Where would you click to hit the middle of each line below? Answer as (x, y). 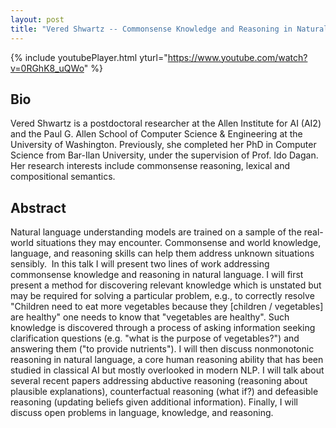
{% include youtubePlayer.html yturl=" (89, 57)
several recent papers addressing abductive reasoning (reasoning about (159, 381)
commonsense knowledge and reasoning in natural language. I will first (157, 275)
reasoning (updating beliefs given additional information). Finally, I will (154, 402)
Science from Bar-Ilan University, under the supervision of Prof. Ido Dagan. (164, 155)
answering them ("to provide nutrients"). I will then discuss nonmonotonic (162, 349)
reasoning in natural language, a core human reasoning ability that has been (167, 360)
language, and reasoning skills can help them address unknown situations (162, 253)
